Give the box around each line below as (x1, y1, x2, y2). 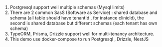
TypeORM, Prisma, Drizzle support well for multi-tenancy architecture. (9, 31, 155, 36)
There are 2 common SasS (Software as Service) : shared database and (9, 9, 158, 15)
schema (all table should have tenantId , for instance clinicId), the (9, 15, 144, 20)
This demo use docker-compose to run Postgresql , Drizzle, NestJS (9, 36, 149, 42)
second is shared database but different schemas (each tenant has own (9, 20, 158, 26)
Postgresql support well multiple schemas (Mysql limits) (9, 4, 125, 10)
